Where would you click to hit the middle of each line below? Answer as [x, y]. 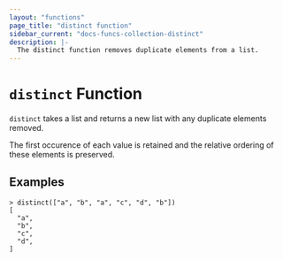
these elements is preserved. [62, 155]
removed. [27, 128]
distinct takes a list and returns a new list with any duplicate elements [138, 119]
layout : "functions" [47, 17]
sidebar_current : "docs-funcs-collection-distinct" [106, 34]
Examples [37, 182]
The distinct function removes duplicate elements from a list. [138, 50]
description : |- [39, 42]
